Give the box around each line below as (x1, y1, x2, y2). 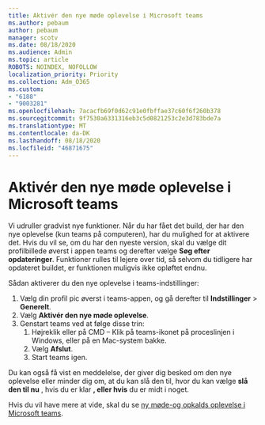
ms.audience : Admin (8, 48, 73, 56)
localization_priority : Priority (8, 70, 119, 78)
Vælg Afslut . (31, 344, 74, 354)
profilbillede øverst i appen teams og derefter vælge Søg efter (8, 246, 210, 256)
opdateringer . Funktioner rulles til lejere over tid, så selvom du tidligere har (8, 255, 253, 264)
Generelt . (19, 302, 51, 312)
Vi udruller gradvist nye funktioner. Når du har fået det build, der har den (8, 221, 244, 230)
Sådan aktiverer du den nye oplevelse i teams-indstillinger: (8, 279, 199, 288)
